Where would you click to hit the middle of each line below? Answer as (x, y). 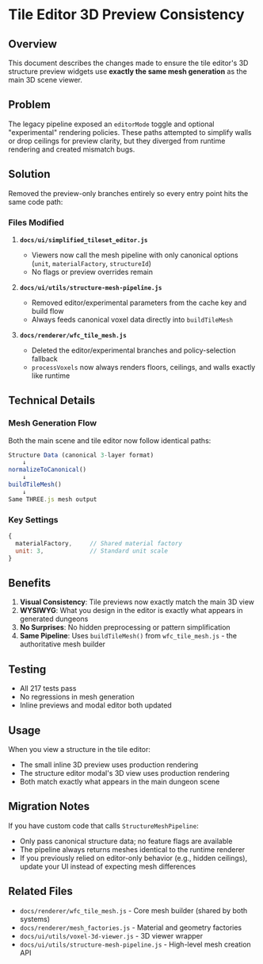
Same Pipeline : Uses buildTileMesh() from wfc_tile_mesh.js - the (128, 636)
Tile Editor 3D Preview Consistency (126, 15)
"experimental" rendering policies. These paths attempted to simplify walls (130, 132)
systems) (34, 919)
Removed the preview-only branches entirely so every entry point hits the (128, 193)
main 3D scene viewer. (46, 80)
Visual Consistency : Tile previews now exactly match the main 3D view (137, 602)
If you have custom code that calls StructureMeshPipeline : (104, 825)
